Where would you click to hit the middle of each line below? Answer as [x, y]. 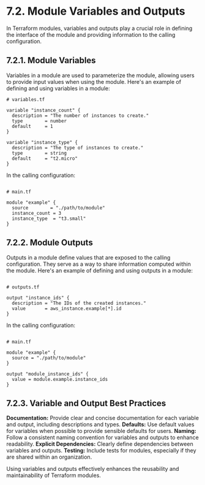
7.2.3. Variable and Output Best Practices [86, 403]
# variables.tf [26, 99]
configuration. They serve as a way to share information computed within [99, 264]
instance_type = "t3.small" [49, 219]
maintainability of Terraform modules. [54, 475]
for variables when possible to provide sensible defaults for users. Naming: [102, 431]
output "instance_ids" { [38, 298]
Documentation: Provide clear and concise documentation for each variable [102, 418]
